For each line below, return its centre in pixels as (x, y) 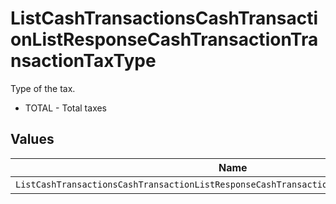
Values (32, 139)
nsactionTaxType (83, 61)
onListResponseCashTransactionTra (164, 39)
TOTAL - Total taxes (66, 108)
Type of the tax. (43, 88)
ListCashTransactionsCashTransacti (164, 18)
